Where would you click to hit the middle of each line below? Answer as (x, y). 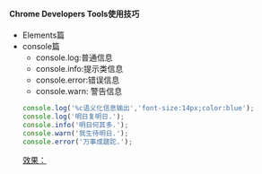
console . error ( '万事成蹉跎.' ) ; (77, 142)
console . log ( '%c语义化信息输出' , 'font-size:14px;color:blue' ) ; (138, 109)
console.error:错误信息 (78, 80)
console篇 (41, 47)
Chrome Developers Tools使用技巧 (74, 13)
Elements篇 (44, 35)
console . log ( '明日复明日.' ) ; (74, 117)
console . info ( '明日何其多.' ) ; (75, 125)
